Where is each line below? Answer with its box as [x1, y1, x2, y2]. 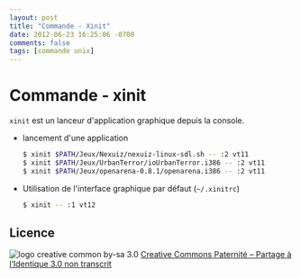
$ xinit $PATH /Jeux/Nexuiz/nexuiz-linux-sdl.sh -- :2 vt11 [22, 150, 250, 159]
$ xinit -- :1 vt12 [22, 200, 96, 210]
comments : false [9, 38, 70, 48]
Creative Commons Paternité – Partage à [141, 249, 292, 260]
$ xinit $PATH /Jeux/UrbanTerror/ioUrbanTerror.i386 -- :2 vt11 [22, 158, 266, 167]
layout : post [9, 13, 59, 22]
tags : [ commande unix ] [9, 47, 95, 56]
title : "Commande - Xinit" [9, 22, 111, 31]
